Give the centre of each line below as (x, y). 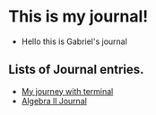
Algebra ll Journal (54, 101)
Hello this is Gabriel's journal (74, 41)
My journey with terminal (67, 91)
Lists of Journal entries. (76, 70)
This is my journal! (78, 17)
